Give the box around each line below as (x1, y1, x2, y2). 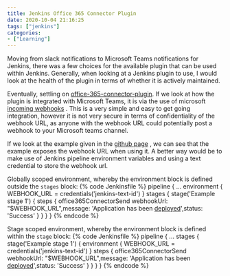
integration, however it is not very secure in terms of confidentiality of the (7, 112, 215, 120)
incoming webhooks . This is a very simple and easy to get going (7, 105, 191, 113)
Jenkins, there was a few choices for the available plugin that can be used (7, 62, 217, 70)
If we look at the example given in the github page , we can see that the (7, 140, 209, 148)
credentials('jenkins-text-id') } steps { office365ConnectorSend (7, 247, 187, 255)
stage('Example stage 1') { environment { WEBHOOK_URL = (7, 240, 175, 248)
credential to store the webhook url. (7, 162, 108, 170)
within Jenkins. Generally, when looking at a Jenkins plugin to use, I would (7, 70, 218, 78)
